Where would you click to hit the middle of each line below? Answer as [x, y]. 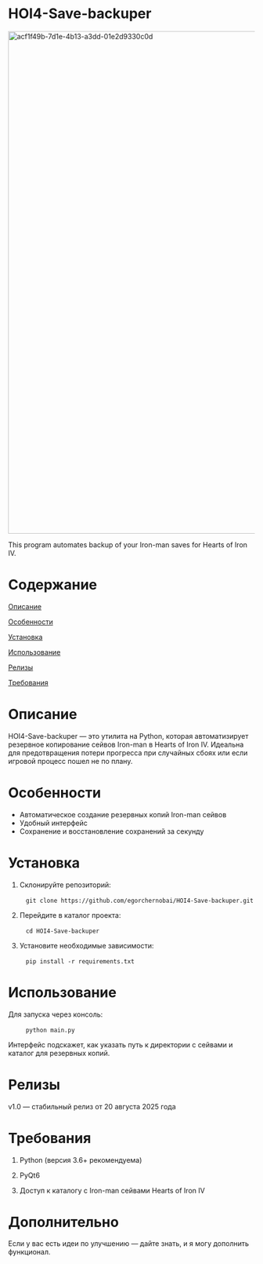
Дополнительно [63, 1222]
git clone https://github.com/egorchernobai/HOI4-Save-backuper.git [140, 901]
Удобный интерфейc [54, 823]
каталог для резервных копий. [59, 1053]
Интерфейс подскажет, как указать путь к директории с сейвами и [121, 1044]
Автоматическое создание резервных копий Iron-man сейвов [123, 814]
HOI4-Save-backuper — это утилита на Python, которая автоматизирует [128, 736]
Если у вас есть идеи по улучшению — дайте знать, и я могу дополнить [128, 1244]
